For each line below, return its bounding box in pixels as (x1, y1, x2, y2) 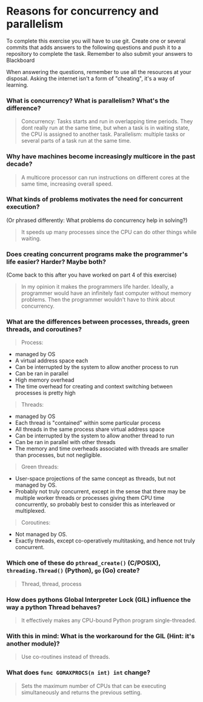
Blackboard (6, 56, 35, 64)
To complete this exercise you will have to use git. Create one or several (6, 37, 186, 44)
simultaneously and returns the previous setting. (21, 689, 142, 696)
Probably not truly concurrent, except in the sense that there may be (15, 488, 186, 495)
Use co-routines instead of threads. (21, 653, 110, 661)
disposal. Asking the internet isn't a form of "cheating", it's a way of (6, 75, 175, 82)
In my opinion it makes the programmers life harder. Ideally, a (21, 283, 174, 291)
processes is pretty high (15, 390, 76, 397)
